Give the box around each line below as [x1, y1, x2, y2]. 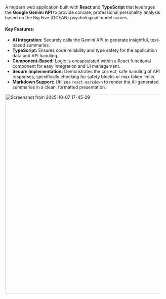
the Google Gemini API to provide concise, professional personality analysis [5, 9, 161, 15]
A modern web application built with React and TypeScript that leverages [5, 4, 155, 10]
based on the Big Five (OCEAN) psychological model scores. [5, 15, 128, 20]
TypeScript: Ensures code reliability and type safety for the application [12, 47, 157, 53]
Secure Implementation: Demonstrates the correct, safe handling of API [12, 69, 160, 75]
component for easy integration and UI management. [12, 63, 121, 69]
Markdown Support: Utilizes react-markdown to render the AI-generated [12, 79, 159, 85]
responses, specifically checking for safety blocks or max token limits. [12, 74, 156, 80]
